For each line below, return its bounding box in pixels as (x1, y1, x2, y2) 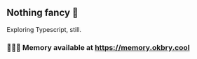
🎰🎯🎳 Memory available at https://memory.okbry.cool (6, 42, 190, 52)
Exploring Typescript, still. (6, 25, 82, 33)
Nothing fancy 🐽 (6, 7, 79, 19)
